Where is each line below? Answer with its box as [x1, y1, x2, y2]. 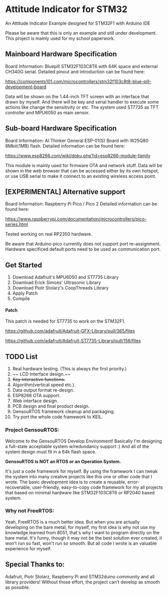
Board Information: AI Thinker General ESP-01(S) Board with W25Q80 [5, 137, 149, 143]
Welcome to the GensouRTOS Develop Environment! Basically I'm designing [5, 438, 162, 444]
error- [127, 479, 140, 485]
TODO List [5, 352, 38, 361]
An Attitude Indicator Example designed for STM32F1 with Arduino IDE [5, 20, 150, 26]
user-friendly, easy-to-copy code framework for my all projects [32, 484, 163, 490]
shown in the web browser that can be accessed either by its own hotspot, [5, 168, 159, 174]
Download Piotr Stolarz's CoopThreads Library [12, 285, 109, 291]
